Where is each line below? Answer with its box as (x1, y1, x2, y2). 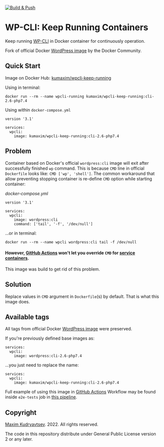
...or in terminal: (5, 230, 37, 236)
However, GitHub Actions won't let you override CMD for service (5, 250, 136, 256)
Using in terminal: (5, 84, 41, 90)
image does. (5, 298, 30, 304)
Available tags (5, 313, 49, 321)
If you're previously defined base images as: (5, 335, 94, 341)
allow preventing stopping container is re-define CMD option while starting (5, 176, 153, 181)
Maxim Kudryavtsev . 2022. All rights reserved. (5, 421, 99, 427)
